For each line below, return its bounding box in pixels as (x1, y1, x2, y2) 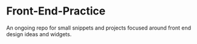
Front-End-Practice (6, 4, 106, 18)
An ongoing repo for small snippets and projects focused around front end (6, 24, 192, 31)
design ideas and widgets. (6, 30, 72, 37)
